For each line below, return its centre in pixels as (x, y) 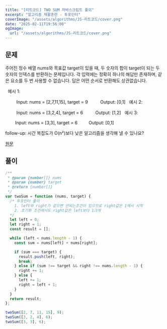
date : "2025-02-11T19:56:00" (36, 24)
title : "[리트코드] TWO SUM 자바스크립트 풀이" (50, 10)
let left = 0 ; (24, 220)
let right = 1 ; (26, 224)
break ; (25, 261)
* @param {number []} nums (34, 178)
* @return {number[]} (30, 187)
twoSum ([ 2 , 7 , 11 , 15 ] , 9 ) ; (35, 312)
